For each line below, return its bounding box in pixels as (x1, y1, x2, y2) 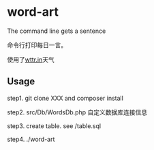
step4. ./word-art (7, 135, 55, 143)
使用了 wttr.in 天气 (7, 55, 55, 64)
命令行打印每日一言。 (7, 40, 67, 49)
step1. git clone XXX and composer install (7, 94, 124, 102)
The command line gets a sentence (7, 27, 106, 35)
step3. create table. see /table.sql (7, 121, 101, 130)
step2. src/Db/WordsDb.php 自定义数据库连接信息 (7, 108, 148, 116)
